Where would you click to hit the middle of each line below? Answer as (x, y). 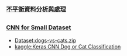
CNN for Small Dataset (39, 27)
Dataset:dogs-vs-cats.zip (45, 40)
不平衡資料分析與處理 (36, 9)
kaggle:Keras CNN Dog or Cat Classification (68, 46)
